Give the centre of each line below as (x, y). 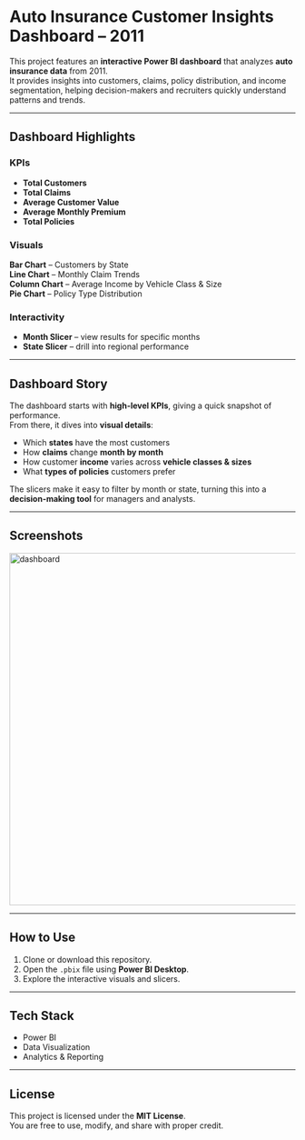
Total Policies (49, 221)
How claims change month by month (93, 453)
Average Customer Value (71, 202)
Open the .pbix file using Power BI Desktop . (105, 969)
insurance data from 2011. (59, 71)
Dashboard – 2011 (77, 36)
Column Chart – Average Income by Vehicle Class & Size (116, 284)
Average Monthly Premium (74, 212)
